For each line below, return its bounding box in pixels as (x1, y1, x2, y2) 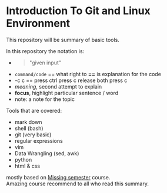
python (14, 156, 32, 163)
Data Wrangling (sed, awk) (14, 149, 79, 157)
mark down (14, 118, 42, 125)
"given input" (29, 59, 62, 66)
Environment (6, 17, 71, 30)
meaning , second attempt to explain (14, 83, 102, 90)
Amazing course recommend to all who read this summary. (6, 180, 149, 187)
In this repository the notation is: (6, 47, 85, 54)
